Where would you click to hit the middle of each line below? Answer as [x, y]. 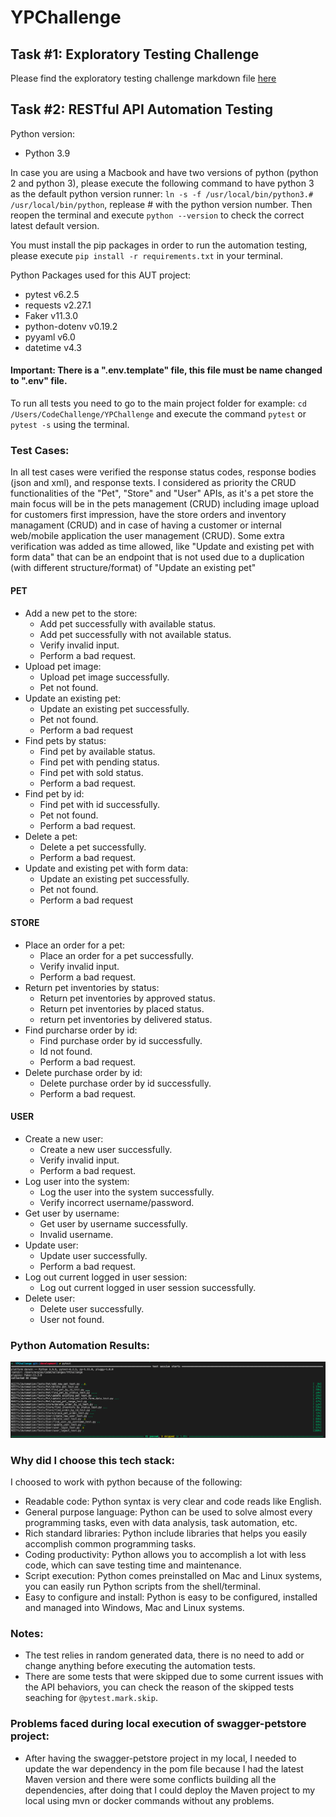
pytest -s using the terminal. [70, 425]
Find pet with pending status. [99, 762]
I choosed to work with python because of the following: [126, 1482]
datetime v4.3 [53, 347]
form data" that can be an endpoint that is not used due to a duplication [157, 557]
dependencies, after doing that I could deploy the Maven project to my [170, 1790]
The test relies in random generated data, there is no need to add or [164, 1655]
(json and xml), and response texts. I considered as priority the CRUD [153, 483]
